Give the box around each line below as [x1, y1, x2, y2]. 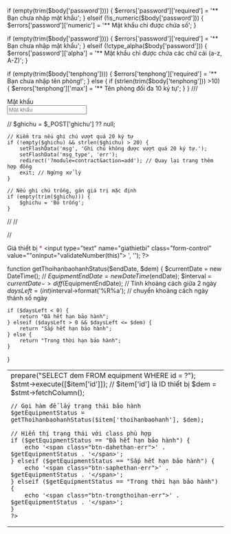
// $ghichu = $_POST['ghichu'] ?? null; [7, 120, 115, 128]
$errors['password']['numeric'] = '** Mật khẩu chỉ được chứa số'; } [7, 21, 197, 29]
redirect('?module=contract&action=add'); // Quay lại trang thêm [19, 157, 214, 164]
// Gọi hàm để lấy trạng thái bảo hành [10, 402, 141, 410]
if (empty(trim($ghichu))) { [7, 193, 91, 200]
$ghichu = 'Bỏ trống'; [19, 199, 85, 206]
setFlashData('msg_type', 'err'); [19, 151, 118, 158]
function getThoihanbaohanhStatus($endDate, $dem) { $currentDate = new [7, 265, 222, 273]
